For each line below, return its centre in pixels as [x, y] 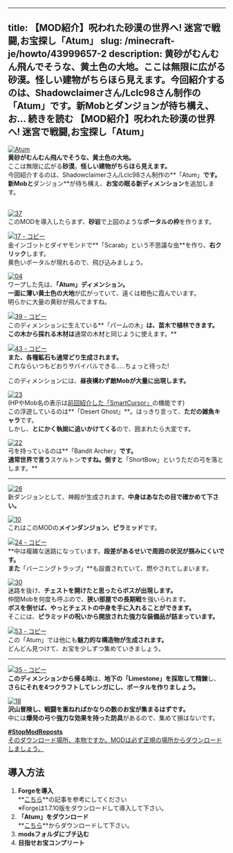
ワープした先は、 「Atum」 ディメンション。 [68, 284]
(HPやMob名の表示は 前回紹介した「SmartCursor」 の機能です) [96, 402]
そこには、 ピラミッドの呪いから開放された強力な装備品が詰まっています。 [113, 616]
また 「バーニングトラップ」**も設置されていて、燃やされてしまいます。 [110, 568]
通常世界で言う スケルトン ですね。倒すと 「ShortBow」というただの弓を [110, 459]
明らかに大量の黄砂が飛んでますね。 [59, 302]
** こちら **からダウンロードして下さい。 [75, 825]
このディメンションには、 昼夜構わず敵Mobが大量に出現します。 [99, 380]
